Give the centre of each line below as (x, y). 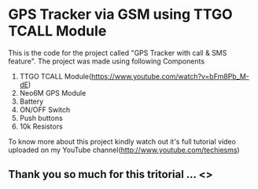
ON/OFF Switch (45, 109)
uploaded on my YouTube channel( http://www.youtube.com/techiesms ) (124, 150)
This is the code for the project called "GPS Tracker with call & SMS (118, 53)
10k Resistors (41, 126)
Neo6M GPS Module (53, 93)
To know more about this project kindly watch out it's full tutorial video (122, 141)
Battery (31, 101)
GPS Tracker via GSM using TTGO (121, 15)
